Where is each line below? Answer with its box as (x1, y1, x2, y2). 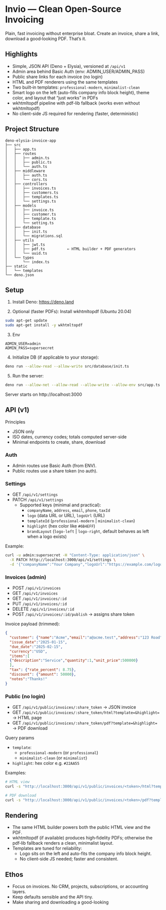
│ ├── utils (5, 238, 35, 243)
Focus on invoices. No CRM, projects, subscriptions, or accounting (12, 883, 148, 890)
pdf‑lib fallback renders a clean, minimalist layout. (12, 840, 114, 846)
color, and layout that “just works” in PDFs (12, 95, 98, 101)
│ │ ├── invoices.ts (5, 186, 56, 191)
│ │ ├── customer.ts (5, 212, 56, 216)
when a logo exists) (27, 534, 67, 539)
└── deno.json (5, 272, 35, 277)
